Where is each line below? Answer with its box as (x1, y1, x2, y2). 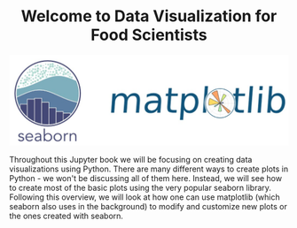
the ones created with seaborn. (9, 210, 124, 221)
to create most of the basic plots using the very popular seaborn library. (9, 182, 272, 193)
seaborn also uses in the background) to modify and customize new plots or (9, 201, 288, 211)
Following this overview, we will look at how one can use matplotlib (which (9, 192, 281, 202)
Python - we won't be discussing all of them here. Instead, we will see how (9, 172, 282, 183)
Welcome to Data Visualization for (20, 6, 277, 27)
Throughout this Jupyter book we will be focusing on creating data (9, 154, 253, 164)
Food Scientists (90, 25, 207, 45)
